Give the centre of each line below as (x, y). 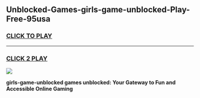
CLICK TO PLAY (29, 36)
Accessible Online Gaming (40, 88)
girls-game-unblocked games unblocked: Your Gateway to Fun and (91, 82)
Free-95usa (28, 19)
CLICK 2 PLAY (27, 58)
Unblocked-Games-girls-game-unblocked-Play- (98, 10)
